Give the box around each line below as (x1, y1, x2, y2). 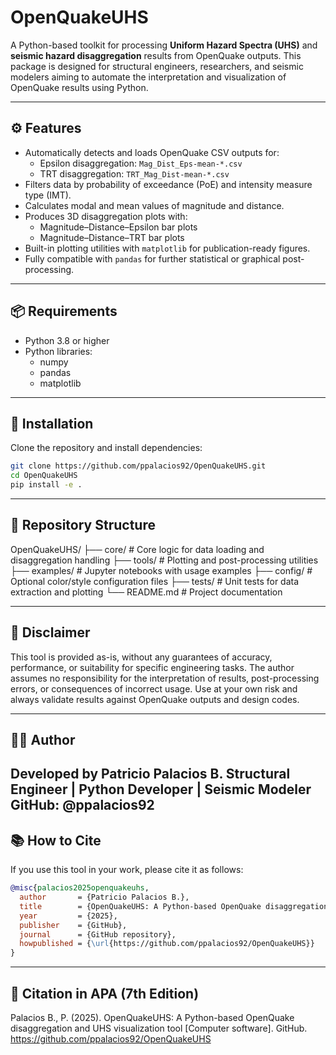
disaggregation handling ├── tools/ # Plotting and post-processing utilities (10, 554, 319, 566)
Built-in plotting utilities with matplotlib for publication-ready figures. (24, 242, 311, 254)
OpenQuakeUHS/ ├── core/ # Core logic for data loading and (10, 543, 265, 555)
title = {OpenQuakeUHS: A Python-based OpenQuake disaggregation (19, 901, 329, 911)
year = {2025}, (19, 911, 118, 921)
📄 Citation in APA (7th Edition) (10, 985, 200, 1002)
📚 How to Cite (10, 832, 102, 849)
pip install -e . (10, 480, 83, 490)
